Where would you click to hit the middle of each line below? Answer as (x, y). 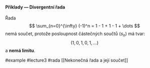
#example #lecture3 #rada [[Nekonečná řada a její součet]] (67, 60)
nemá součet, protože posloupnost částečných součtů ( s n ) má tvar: (75, 34)
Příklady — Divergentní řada (35, 7)
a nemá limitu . (20, 50)
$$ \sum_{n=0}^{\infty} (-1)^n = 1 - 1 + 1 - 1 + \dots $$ (85, 26)
